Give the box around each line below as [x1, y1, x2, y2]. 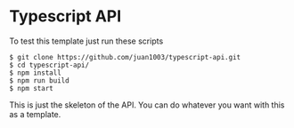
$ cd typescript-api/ [9, 60, 90, 69]
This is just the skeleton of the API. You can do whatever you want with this [9, 100, 285, 110]
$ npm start [9, 84, 53, 92]
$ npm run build [9, 76, 69, 85]
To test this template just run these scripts [9, 36, 164, 46]
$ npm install [9, 68, 62, 77]
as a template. [9, 108, 61, 119]
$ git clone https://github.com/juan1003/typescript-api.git [9, 52, 241, 61]
